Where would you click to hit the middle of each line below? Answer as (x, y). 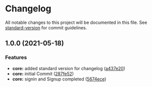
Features (16, 58)
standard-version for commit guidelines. (46, 27)
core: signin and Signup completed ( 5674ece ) (59, 79)
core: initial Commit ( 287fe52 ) (43, 74)
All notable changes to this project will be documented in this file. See (76, 22)
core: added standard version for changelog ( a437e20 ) (69, 68)
